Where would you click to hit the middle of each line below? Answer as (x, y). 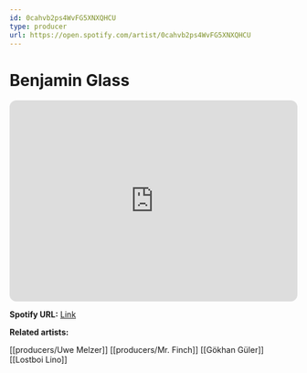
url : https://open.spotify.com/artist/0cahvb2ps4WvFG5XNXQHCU (130, 35)
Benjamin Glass (69, 80)
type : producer (38, 27)
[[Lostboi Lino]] (38, 360)
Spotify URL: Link (43, 314)
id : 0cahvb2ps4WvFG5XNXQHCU (63, 18)
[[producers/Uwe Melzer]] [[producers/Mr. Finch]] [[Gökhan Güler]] (137, 350)
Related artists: (39, 332)
